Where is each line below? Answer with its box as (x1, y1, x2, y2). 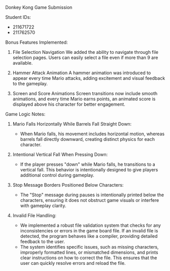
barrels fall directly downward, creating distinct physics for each (20, 136, 155, 142)
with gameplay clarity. (20, 203, 66, 208)
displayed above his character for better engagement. (12, 101, 125, 107)
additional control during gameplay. (20, 172, 95, 178)
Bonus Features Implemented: (5, 39, 68, 45)
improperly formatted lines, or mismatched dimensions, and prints (20, 249, 158, 255)
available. (12, 60, 33, 66)
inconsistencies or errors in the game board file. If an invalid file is (20, 228, 158, 233)
